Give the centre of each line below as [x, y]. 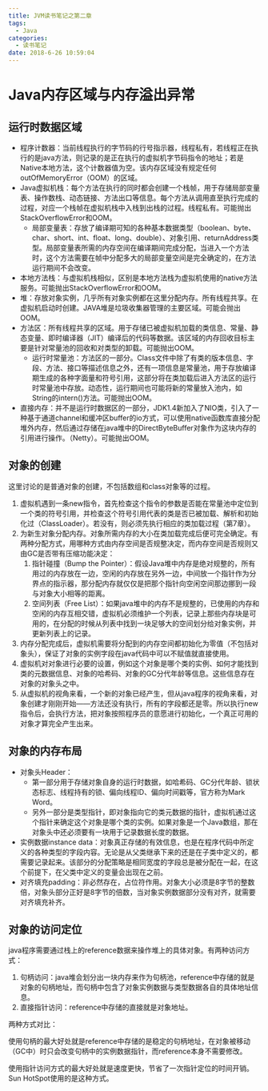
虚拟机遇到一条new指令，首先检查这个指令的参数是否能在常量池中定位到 [139, 503]
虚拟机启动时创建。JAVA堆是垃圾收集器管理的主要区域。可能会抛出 [130, 308]
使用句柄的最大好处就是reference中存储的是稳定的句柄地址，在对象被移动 [129, 1041]
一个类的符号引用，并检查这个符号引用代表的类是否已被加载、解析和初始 [139, 513]
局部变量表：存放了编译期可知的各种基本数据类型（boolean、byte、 [144, 228]
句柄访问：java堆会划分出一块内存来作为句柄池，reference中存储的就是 [137, 977]
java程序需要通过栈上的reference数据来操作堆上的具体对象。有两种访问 [126, 950]
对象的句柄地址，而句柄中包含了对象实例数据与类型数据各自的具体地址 [136, 987]
